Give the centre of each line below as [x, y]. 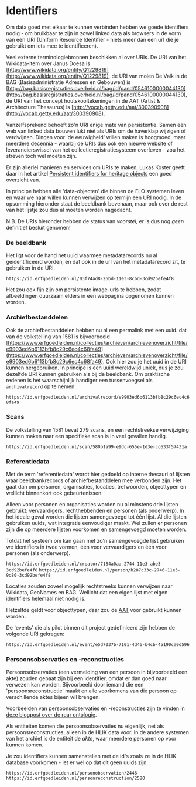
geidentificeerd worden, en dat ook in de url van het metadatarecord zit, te [96, 262]
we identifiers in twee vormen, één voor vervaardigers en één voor [86, 547]
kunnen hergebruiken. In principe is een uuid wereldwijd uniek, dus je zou [95, 368]
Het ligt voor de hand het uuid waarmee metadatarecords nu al [82, 255]
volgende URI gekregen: [35, 634]
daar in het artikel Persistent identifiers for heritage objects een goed [89, 173]
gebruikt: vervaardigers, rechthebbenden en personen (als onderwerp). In [95, 511]
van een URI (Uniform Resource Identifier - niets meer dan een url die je [93, 39]
